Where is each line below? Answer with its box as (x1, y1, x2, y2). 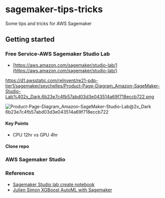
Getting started (5, 35, 55, 44)
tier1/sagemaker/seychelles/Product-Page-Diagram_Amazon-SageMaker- (5, 82, 160, 89)
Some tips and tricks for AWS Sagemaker (5, 20, 92, 26)
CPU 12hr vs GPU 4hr (12, 131, 58, 138)
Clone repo (5, 144, 30, 150)
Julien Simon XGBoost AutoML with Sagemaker (12, 187, 113, 193)
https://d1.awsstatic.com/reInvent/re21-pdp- (5, 77, 98, 83)
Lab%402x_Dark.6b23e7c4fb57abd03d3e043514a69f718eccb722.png (5, 93, 154, 100)
